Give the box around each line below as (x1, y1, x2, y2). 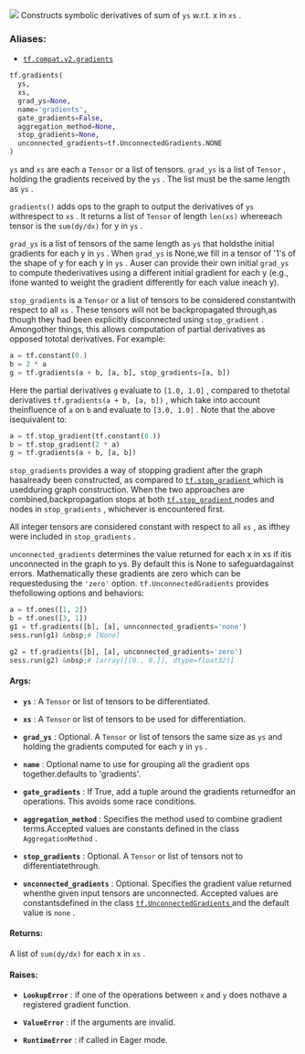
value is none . (22, 907, 76, 918)
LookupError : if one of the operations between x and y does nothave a (22, 989, 288, 1000)
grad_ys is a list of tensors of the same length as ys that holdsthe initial (9, 238, 275, 249)
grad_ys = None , (17, 96, 71, 105)
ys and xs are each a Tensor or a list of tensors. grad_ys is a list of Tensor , (9, 164, 286, 175)
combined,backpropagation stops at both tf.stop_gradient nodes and (9, 494, 275, 505)
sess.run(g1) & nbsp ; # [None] (9, 630, 121, 639)
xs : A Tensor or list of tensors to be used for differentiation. (22, 713, 247, 724)
